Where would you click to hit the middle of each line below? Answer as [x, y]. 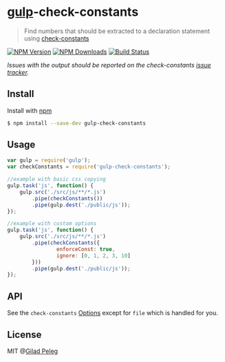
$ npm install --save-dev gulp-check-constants [77, 123]
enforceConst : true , [86, 249]
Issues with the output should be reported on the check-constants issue [109, 65]
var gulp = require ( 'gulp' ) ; [49, 160]
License [24, 334]
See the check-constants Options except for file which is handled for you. [112, 313]
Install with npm [30, 110]
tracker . [18, 72]
